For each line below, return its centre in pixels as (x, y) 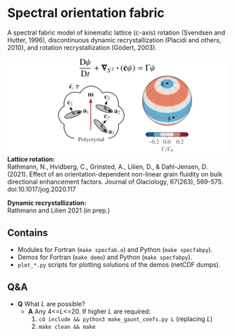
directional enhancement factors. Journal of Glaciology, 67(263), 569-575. (115, 182)
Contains (27, 233)
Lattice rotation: (31, 160)
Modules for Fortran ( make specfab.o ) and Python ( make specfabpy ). (115, 250)
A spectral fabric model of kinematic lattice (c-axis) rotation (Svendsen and (116, 32)
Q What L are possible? (51, 304)
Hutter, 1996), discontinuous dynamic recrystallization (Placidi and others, (114, 40)
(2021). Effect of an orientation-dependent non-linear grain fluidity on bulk (115, 174)
